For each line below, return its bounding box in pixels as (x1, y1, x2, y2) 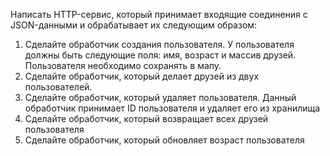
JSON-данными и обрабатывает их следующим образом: (10, 19, 258, 31)
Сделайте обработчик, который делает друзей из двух (24, 70, 260, 82)
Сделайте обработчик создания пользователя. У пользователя (24, 39, 295, 50)
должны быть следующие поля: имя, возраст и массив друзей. (24, 49, 297, 61)
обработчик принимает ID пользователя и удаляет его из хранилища (24, 102, 321, 114)
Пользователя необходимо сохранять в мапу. (24, 60, 222, 71)
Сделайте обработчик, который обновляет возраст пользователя (24, 134, 305, 146)
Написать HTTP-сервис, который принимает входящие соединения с (10, 9, 308, 20)
